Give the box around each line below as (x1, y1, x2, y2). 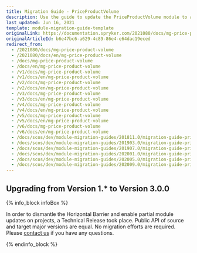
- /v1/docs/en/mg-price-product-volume (11, 74, 109, 80)
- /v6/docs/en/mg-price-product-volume (11, 129, 109, 135)
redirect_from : (6, 42, 43, 48)
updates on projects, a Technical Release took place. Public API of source (6, 217, 184, 224)
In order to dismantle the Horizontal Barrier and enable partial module (6, 210, 174, 218)
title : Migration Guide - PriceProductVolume (6, 8, 119, 15)
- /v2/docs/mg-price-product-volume (11, 80, 101, 86)
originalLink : (6, 31, 41, 36)
